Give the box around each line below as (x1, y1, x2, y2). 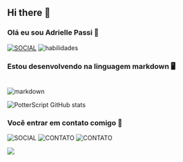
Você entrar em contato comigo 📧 (7, 118, 123, 127)
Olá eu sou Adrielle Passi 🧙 (7, 28, 100, 38)
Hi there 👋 (7, 7, 51, 19)
